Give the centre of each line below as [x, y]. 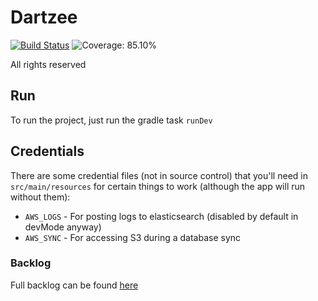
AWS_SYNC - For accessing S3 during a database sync [133, 237]
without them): [40, 197]
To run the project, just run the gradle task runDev [111, 120]
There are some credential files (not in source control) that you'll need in [159, 175]
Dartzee [44, 17]
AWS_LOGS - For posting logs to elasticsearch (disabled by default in [161, 216]
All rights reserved [48, 64]
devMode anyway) [63, 227]
